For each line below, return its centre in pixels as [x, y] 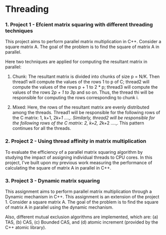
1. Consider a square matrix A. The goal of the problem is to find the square [82, 202]
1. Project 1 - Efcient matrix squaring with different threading [79, 25]
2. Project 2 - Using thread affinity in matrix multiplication [76, 141]
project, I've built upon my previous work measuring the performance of [79, 163]
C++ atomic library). [26, 228]
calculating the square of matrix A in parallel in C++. [58, 168]
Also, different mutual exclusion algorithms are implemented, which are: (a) [82, 217]
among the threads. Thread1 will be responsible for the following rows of [86, 113]
